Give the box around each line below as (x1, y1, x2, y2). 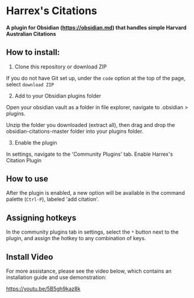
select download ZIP (6, 81, 54, 88)
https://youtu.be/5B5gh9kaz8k (6, 285, 81, 293)
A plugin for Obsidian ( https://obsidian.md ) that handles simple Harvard (6, 24, 187, 31)
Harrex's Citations (6, 4, 97, 18)
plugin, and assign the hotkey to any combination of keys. (6, 235, 146, 242)
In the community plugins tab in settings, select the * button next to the (6, 228, 179, 235)
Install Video (6, 252, 54, 262)
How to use (6, 173, 48, 184)
